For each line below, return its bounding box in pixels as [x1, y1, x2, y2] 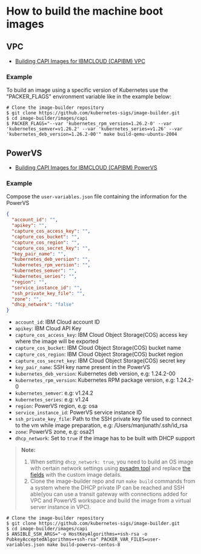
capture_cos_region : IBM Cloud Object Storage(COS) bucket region [15, 351, 183, 358]
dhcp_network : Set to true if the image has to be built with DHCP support [15, 435, 196, 442]
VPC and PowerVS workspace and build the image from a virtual [30, 497, 191, 504]
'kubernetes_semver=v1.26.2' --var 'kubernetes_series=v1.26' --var [6, 126, 183, 132]
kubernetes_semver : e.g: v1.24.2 [15, 389, 94, 396]
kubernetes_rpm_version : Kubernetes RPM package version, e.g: [15, 376, 176, 384]
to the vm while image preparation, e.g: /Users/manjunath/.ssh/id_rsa [15, 421, 188, 429]
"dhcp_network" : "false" [12, 302, 74, 308]
